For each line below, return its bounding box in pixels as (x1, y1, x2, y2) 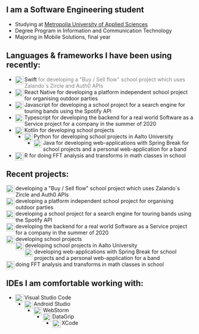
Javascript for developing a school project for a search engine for (24, 101, 186, 108)
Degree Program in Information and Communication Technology (14, 27, 172, 34)
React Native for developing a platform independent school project (24, 88, 188, 95)
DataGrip (52, 313, 74, 320)
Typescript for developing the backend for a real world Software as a (24, 113, 194, 121)
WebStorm (42, 307, 70, 314)
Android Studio (33, 301, 70, 308)
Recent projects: (6, 169, 69, 180)
